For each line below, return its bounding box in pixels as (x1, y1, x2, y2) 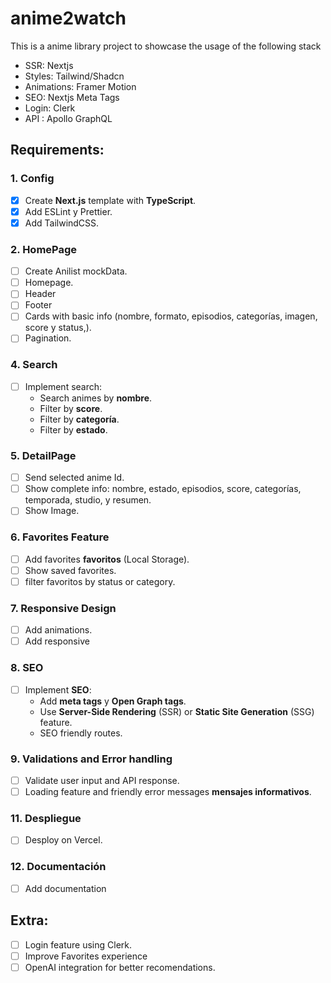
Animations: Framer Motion (24, 80, 137, 92)
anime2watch (10, 7, 127, 30)
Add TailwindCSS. (24, 217, 100, 229)
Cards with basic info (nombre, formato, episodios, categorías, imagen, (24, 310, 318, 322)
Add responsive (24, 635, 90, 647)
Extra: (10, 912, 49, 929)
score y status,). (24, 322, 92, 334)
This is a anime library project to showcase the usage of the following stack (10, 40, 322, 52)
